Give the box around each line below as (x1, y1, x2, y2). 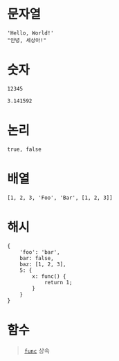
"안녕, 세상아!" (7, 37, 47, 44)
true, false (7, 146, 42, 153)
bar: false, (19, 254, 54, 261)
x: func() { (32, 272, 67, 280)
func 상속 (24, 346, 51, 355)
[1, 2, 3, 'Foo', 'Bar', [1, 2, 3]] (7, 194, 113, 201)
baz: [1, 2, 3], (19, 261, 67, 268)
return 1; (44, 279, 73, 286)
